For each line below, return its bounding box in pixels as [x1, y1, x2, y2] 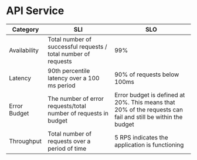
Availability [9, 46, 39, 54]
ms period [47, 81, 76, 89]
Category [12, 25, 39, 33]
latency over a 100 [47, 74, 100, 82]
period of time [47, 144, 87, 152]
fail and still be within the [114, 113, 183, 121]
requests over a [47, 137, 91, 145]
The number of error [47, 94, 104, 103]
